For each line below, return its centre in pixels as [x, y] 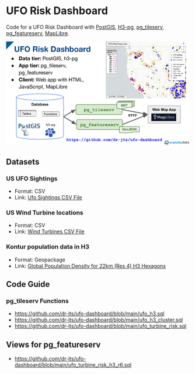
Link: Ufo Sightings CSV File [48, 198]
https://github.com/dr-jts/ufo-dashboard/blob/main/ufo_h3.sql [89, 314]
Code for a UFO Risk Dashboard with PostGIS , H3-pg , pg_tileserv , [85, 27]
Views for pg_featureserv [53, 344]
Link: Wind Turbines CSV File [49, 232]
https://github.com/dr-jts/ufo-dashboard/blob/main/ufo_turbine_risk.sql [100, 326]
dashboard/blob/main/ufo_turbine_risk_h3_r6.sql [73, 365]
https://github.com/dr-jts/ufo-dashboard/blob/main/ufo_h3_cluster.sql [99, 320]
